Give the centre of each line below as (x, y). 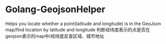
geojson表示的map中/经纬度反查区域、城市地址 (55, 36)
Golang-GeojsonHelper (55, 9)
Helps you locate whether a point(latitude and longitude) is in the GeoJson (83, 24)
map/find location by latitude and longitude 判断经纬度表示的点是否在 (78, 30)
